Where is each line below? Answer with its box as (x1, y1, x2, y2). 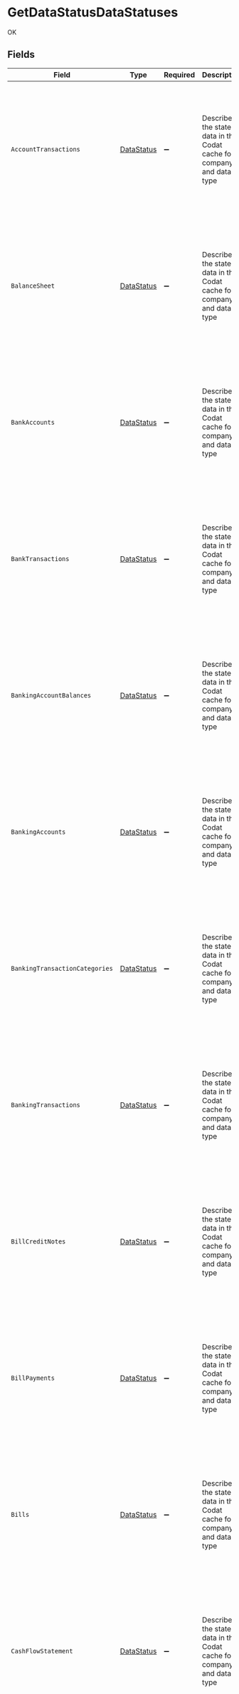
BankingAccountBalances (11, 691, 92, 700)
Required (163, 69, 196, 79)
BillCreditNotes (11, 1237, 66, 1246)
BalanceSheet (11, 281, 55, 290)
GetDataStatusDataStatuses (7, 4, 179, 21)
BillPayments (11, 1373, 55, 1382)
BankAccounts (11, 418, 55, 426)
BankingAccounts (11, 827, 66, 836)
